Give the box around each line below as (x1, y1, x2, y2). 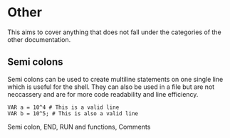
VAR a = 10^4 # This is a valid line (7, 104, 120, 111)
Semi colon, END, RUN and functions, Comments (7, 122, 151, 131)
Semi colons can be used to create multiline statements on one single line (7, 75, 224, 83)
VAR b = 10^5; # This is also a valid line (7, 110, 139, 117)
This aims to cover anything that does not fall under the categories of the (7, 28, 222, 36)
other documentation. (7, 35, 71, 43)
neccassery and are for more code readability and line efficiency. (7, 90, 199, 98)
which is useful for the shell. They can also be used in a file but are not (7, 83, 215, 91)
